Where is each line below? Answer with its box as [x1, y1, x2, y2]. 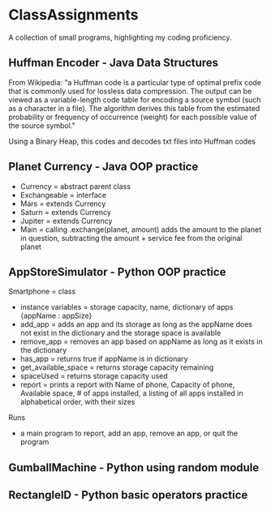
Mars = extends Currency [19, 199, 106, 208]
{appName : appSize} [19, 311, 92, 321]
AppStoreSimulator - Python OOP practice [8, 265, 226, 279]
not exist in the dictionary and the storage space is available [19, 328, 222, 338]
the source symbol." [8, 120, 75, 131]
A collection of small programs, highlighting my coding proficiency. [8, 32, 232, 42]
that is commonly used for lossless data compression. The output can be [8, 86, 252, 96]
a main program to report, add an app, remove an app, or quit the [19, 428, 238, 439]
